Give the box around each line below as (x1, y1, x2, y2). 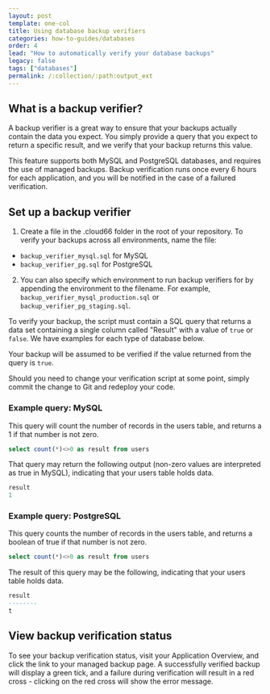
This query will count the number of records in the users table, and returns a (8, 421, 262, 431)
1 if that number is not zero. (8, 429, 99, 439)
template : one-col (8, 19, 70, 27)
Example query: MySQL (8, 402, 103, 414)
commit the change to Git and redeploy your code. (8, 382, 176, 392)
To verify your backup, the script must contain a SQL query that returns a (8, 317, 251, 326)
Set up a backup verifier (8, 205, 131, 219)
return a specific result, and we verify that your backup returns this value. (8, 141, 253, 150)
